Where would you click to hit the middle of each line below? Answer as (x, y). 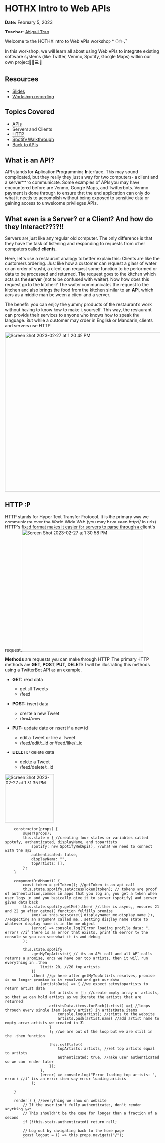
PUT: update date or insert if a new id (50, 728)
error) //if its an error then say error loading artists (66, 1079)
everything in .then (26, 963)
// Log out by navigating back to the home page (73, 1131)
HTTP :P (18, 505)
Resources (22, 79)
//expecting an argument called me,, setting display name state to (77, 919)
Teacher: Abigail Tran (27, 32)
